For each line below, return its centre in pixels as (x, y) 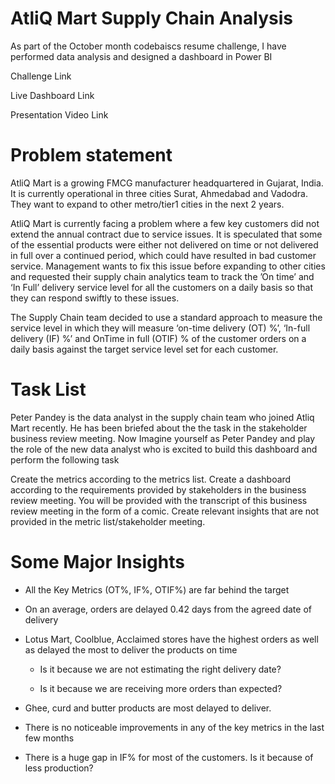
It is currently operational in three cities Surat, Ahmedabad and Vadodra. (159, 193)
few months (49, 738)
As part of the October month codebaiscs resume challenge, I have (148, 46)
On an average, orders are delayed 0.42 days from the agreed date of (168, 609)
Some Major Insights (97, 562)
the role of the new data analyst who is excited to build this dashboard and (164, 449)
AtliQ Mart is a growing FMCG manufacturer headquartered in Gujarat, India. (167, 183)
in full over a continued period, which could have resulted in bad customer (163, 255)
